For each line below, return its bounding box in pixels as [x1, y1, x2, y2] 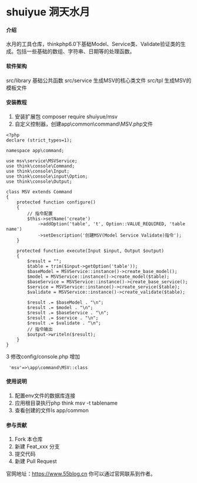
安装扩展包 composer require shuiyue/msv [14, 113, 118, 120]
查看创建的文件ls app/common [14, 407, 89, 413]
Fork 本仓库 [14, 436, 43, 443]
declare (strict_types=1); [6, 137, 72, 143]
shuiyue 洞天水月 [6, 5, 90, 19]
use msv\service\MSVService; [6, 157, 78, 164]
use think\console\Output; [6, 178, 72, 185]
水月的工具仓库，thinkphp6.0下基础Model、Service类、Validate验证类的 [6, 41, 181, 48]
